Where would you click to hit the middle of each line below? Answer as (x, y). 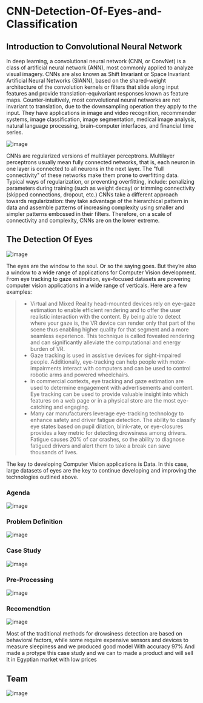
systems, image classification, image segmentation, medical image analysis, (101, 119)
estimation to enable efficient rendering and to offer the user (106, 310)
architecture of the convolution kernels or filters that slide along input (93, 87)
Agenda (18, 493)
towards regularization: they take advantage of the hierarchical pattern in (97, 201)
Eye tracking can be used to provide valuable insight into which (109, 394)
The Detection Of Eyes (49, 239)
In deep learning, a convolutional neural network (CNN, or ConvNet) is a (96, 61)
